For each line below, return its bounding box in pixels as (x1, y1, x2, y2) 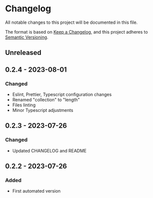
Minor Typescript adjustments (12, 107, 74, 113)
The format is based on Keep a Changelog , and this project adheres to (5, 29, 148, 35)
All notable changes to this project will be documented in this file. (5, 19, 138, 25)
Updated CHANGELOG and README (12, 148, 87, 153)
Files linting (12, 102, 36, 108)
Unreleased (5, 49, 42, 57)
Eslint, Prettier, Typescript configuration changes (12, 92, 112, 98)
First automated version (12, 188, 61, 194)
